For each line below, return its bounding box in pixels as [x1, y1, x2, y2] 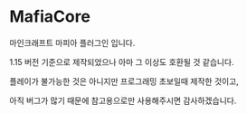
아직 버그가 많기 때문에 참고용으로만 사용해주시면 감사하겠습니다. [9, 95, 237, 106]
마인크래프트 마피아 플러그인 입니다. [9, 37, 136, 48]
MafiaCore [9, 6, 90, 27]
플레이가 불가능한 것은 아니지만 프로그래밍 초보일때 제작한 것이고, [9, 75, 240, 87]
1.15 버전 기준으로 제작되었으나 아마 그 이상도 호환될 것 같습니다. [9, 56, 234, 67]
